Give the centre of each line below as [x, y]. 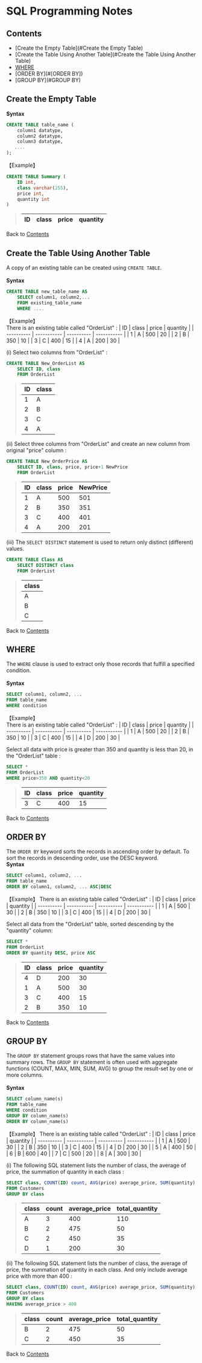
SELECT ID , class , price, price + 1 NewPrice [73, 467]
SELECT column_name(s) [35, 1099]
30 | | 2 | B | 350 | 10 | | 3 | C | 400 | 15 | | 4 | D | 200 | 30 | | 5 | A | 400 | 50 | [101, 1147]
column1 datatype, [40, 130]
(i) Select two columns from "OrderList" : [57, 352]
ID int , [27, 182]
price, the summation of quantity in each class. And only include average [97, 1270]
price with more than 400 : [39, 1276]
